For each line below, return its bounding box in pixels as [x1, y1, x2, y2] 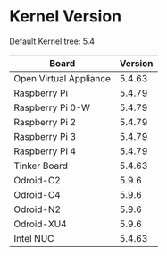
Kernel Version [9, 6, 122, 27]
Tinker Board [13, 159, 69, 172]
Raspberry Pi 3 [13, 130, 77, 142]
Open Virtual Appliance [13, 72, 112, 84]
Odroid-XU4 [13, 218, 67, 230]
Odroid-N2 [13, 203, 61, 216]
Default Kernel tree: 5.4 [9, 36, 96, 47]
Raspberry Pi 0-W [13, 101, 91, 114]
